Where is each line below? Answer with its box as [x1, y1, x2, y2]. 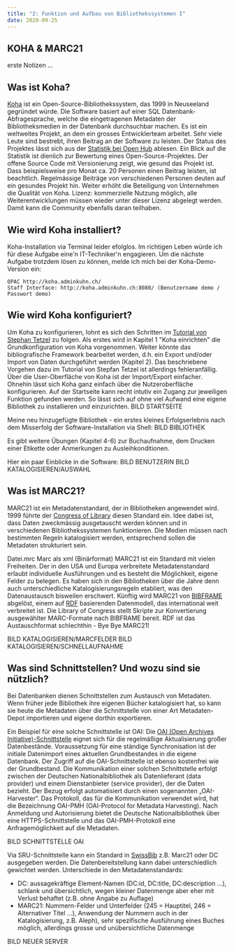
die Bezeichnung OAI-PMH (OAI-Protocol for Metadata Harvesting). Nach [7, 802, 219, 810]
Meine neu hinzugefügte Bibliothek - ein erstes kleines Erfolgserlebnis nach [7, 415, 226, 424]
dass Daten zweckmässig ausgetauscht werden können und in [7, 518, 187, 527]
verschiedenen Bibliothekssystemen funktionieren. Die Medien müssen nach [7, 526, 228, 534]
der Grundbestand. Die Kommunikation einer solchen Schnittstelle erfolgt [7, 765, 218, 773]
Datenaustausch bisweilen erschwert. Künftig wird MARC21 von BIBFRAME [7, 591, 223, 600]
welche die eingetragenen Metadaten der [57, 115, 177, 123]
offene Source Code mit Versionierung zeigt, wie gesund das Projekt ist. [7, 159, 214, 168]
